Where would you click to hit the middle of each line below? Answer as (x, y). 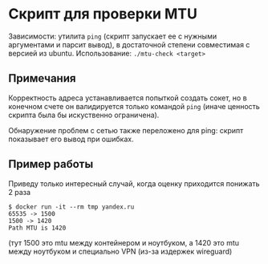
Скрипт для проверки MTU (103, 14)
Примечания (42, 78)
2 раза (19, 192)
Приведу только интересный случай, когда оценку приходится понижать (134, 183)
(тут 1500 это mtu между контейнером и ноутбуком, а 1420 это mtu (124, 242)
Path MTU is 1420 (37, 228)
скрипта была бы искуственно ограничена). (84, 115)
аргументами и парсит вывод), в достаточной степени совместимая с (129, 44)
